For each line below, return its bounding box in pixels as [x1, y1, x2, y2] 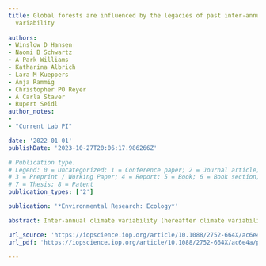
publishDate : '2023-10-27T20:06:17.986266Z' [8, 144, 158, 152]
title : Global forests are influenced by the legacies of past [8, 11, 222, 20]
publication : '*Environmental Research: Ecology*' [8, 202, 179, 210]
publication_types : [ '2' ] [8, 188, 93, 196]
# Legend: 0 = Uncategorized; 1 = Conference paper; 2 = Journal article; [8, 166, 260, 174]
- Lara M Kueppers [8, 71, 69, 79]
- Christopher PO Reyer [8, 85, 87, 94]
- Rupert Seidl [8, 100, 59, 108]
